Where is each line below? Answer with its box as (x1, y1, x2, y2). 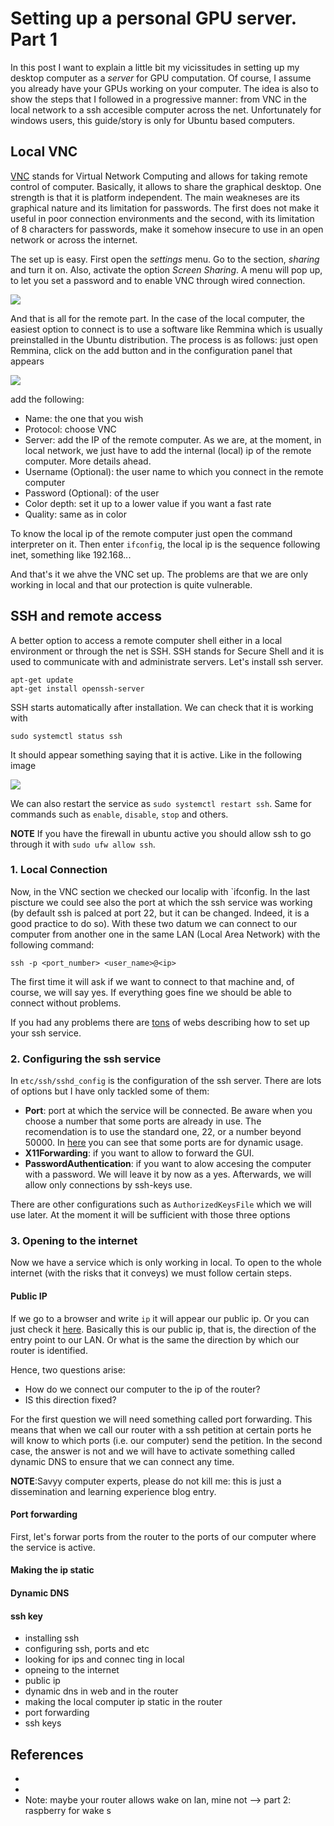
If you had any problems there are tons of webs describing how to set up (10, 1016, 310, 1028)
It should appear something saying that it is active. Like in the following (10, 748, 302, 761)
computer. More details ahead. (24, 455, 152, 467)
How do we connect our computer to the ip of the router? (24, 1383, 261, 1395)
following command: (10, 938, 95, 951)
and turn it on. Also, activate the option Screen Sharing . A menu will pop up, (10, 263, 323, 276)
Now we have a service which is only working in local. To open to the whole (10, 1257, 322, 1269)
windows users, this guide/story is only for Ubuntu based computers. (10, 114, 296, 126)
